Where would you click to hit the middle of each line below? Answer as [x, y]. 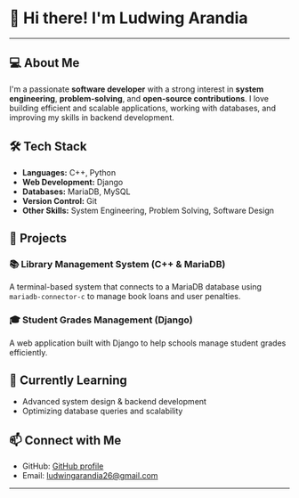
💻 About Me [44, 63]
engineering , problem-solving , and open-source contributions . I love [139, 98]
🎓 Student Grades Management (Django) [101, 320]
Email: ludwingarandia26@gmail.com [90, 476]
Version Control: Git [60, 200]
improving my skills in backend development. [92, 117]
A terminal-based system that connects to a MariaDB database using [136, 287]
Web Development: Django [73, 182]
